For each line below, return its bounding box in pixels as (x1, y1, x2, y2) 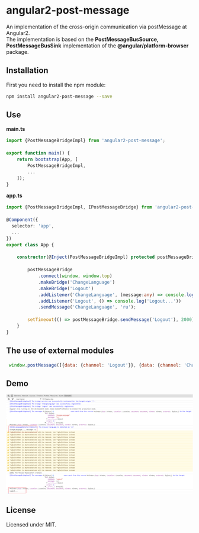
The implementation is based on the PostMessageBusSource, (6, 36, 159, 43)
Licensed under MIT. (6, 521, 57, 528)
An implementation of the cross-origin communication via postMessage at (6, 23, 187, 30)
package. (6, 48, 29, 55)
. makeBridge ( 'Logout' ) (37, 285, 94, 291)
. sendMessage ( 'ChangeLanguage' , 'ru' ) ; (37, 304, 136, 310)
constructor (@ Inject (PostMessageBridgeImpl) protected (17, 254, 155, 261)
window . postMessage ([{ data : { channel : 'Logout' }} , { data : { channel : (8, 362, 182, 368)
